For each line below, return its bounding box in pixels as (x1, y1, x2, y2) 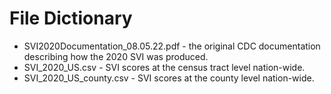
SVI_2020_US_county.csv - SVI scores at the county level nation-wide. (23, 72, 315, 84)
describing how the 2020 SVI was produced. (23, 50, 209, 62)
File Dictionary (9, 7, 133, 30)
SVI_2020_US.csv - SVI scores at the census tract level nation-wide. (23, 61, 306, 73)
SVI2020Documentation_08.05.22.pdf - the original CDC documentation (23, 40, 321, 52)
